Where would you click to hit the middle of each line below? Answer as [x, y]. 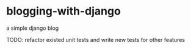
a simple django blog [33, 28]
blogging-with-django [63, 11]
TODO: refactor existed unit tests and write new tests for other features [95, 39]
